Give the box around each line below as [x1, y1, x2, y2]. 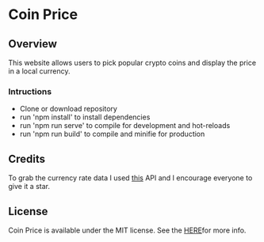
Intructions [8, 85, 52, 96]
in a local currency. [8, 66, 71, 76]
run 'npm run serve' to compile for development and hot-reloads [19, 121, 231, 130]
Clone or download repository [19, 104, 117, 114]
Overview [8, 37, 58, 51]
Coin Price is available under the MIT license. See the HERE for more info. [8, 225, 247, 235]
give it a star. [8, 182, 50, 191]
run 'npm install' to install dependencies [19, 112, 151, 122]
